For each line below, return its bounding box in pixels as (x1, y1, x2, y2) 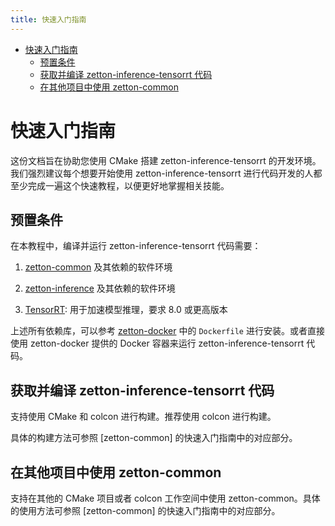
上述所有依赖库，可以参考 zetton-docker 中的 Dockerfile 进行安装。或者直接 (10, 325, 325, 337)
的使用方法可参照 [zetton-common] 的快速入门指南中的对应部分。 (10, 505, 281, 516)
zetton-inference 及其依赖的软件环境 (24, 282, 176, 295)
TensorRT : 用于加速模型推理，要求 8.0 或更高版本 (24, 304, 228, 316)
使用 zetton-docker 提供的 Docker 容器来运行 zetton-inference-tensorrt (10, 337, 305, 350)
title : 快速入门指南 (10, 14, 87, 25)
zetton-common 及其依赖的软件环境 (24, 261, 173, 273)
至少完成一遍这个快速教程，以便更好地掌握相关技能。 (10, 179, 230, 191)
